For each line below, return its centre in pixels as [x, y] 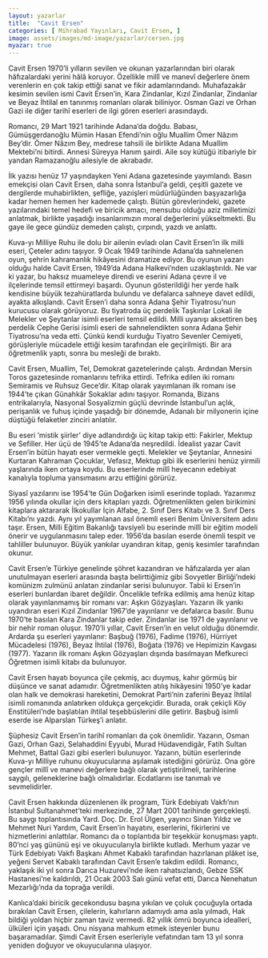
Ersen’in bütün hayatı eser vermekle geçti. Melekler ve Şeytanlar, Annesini [130, 453]
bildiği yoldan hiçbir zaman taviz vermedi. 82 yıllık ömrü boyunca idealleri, [130, 920]
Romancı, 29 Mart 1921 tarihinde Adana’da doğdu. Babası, [103, 127]
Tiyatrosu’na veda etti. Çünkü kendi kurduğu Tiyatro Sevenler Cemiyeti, [126, 336]
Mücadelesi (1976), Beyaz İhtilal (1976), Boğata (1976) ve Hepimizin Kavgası [133, 645]
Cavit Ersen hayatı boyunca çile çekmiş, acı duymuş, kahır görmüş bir [123, 678]
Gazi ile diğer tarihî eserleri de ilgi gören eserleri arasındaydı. [108, 111]
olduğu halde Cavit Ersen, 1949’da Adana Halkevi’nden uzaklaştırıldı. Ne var [133, 268]
